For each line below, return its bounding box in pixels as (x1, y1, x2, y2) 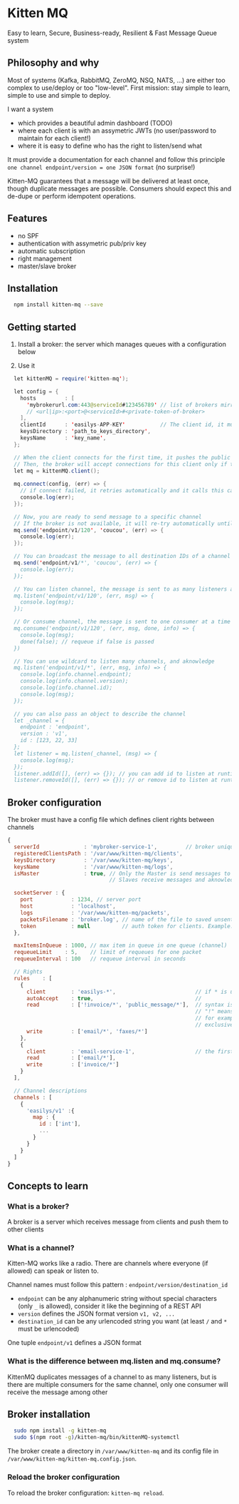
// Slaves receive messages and (109, 876, 205, 884)
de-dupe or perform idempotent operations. (7, 191, 137, 200)
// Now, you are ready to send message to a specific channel (14, 513, 202, 520)
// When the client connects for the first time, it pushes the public (14, 454, 231, 461)
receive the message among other (7, 1388, 108, 1396)
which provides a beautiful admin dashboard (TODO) (17, 118, 173, 127)
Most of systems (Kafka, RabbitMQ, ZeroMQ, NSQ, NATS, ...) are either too (7, 76, 225, 84)
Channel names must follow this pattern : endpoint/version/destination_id (7, 1281, 228, 1289)
